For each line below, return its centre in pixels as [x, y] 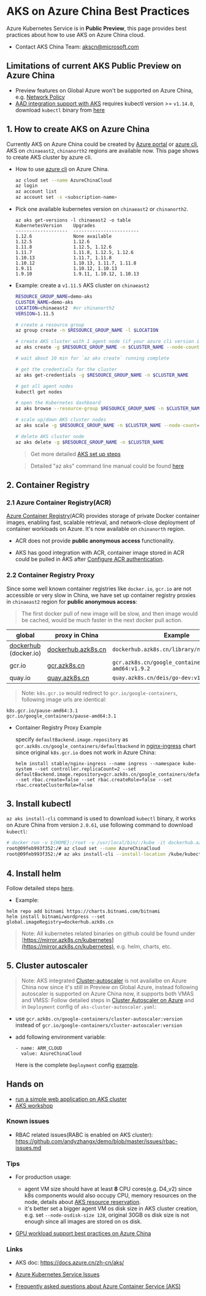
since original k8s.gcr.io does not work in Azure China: [86, 752]
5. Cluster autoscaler [47, 966]
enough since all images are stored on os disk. [83, 1222]
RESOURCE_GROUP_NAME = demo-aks [54, 297]
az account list [36, 191]
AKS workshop [34, 1105]
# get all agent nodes [44, 386]
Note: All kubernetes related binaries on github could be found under [108, 933]
